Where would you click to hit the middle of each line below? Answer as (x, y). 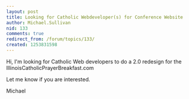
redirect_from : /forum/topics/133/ (51, 39)
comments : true (25, 34)
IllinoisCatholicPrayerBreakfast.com (50, 68)
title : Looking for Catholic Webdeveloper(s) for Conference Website (95, 17)
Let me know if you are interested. (48, 79)
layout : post (22, 12)
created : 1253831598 (32, 45)
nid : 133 (17, 28)
